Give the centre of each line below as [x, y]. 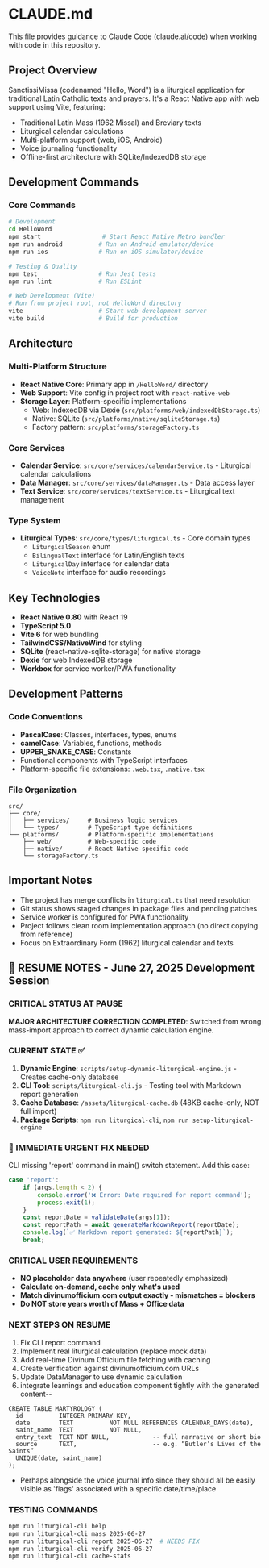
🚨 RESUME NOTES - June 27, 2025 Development [132, 968]
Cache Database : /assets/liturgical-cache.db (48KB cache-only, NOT [140, 1103]
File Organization [42, 790]
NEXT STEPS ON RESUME [60, 1325]
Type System [35, 520]
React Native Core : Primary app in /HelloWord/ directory [114, 384]
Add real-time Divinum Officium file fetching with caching [115, 1359]
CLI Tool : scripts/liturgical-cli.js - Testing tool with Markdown [130, 1085]
